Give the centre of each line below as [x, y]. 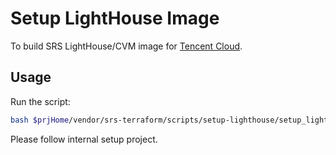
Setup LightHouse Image [115, 18]
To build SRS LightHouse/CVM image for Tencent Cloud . [126, 46]
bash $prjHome [40, 120]
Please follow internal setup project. [84, 139]
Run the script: [40, 101]
